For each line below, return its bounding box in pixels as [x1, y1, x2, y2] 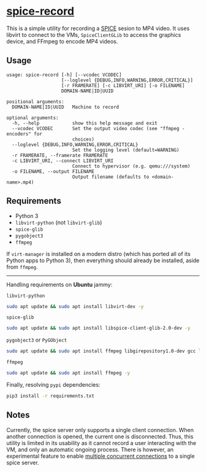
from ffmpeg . [6, 263, 38, 271]
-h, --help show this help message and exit [12, 120, 158, 126]
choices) [72, 136, 95, 142]
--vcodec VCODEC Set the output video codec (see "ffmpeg [12, 125, 180, 131]
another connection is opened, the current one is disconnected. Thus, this [6, 433, 194, 440]
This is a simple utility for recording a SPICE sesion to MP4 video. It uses [6, 25, 190, 32]
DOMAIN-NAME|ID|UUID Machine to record [12, 104, 120, 110]
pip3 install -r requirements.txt [6, 393, 95, 400]
